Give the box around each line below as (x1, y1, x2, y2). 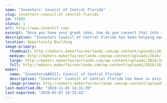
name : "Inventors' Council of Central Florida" (5, 7, 106, 12)
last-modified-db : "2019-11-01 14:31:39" (5, 85, 92, 91)
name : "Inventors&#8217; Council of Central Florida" (9, 72, 123, 77)
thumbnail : (9, 49, 32, 53)
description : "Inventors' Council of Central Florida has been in (9, 76, 150, 81)
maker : (5, 67, 19, 72)
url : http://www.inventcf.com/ (5, 26, 70, 31)
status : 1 (5, 21, 26, 26)
